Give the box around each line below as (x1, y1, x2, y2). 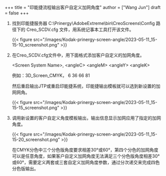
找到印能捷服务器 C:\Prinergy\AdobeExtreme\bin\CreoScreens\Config (11, 20, 155, 26)
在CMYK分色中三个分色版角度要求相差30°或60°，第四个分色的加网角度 (11, 147, 158, 152)
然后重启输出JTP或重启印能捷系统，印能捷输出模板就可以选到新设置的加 (11, 83, 160, 89)
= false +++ (4, 10, 29, 16)
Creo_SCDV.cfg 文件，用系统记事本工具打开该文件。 (26, 26, 134, 32)
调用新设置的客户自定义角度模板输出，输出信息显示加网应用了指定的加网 (11, 115, 161, 121)
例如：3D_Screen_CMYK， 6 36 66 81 (11, 72, 90, 78)
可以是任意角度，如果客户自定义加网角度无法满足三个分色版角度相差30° (11, 153, 160, 159)
